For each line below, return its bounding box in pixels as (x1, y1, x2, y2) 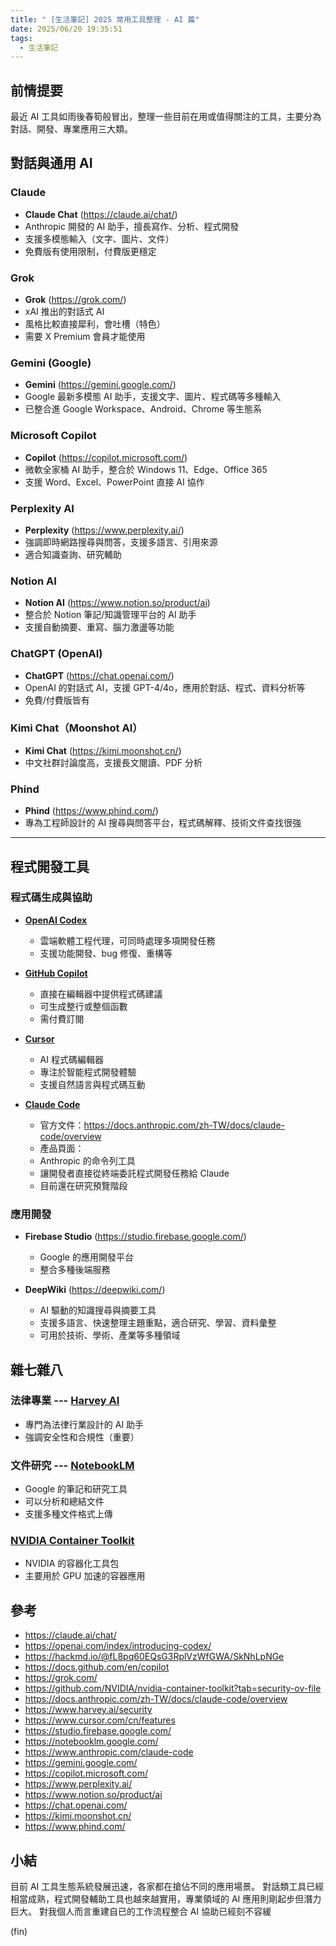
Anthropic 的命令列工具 (39, 1154, 136, 1166)
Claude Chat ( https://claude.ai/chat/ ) (24, 208, 178, 220)
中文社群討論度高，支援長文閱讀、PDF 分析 (24, 756, 203, 768)
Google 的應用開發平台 (39, 1251, 134, 1263)
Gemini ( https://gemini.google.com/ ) (24, 379, 177, 391)
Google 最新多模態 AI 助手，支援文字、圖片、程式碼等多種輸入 (24, 391, 282, 403)
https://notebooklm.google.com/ (24, 1736, 159, 1748)
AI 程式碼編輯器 (39, 1053, 104, 1065)
